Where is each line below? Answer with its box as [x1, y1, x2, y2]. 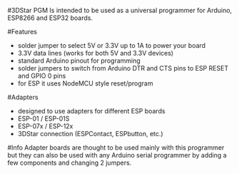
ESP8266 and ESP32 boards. [7, 14, 93, 22]
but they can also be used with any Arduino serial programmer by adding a [7, 151, 227, 159]
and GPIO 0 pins [17, 71, 66, 80]
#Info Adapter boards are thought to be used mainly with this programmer [7, 143, 225, 152]
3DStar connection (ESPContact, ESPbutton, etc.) [17, 130, 163, 138]
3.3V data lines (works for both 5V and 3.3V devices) [17, 49, 173, 57]
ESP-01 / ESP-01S [17, 114, 70, 123]
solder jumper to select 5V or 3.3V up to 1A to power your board [17, 41, 205, 49]
